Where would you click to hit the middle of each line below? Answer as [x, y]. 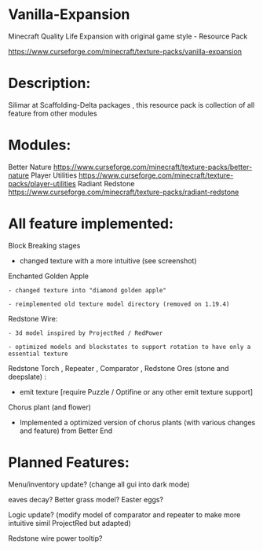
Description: [49, 83]
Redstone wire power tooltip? [55, 538]
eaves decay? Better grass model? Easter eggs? [86, 499]
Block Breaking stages [44, 245]
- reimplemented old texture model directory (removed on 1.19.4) [119, 304]
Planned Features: [69, 462]
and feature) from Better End [66, 431]
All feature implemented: [91, 224]
